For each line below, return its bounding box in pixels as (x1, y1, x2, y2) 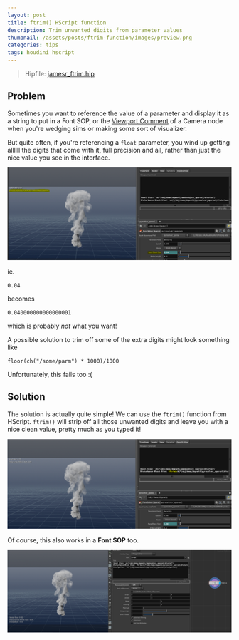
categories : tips (7, 41, 59, 49)
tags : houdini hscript (7, 49, 75, 56)
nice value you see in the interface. (7, 153, 110, 162)
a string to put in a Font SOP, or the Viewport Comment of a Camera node (7, 116, 223, 125)
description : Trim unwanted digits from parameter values (7, 26, 183, 33)
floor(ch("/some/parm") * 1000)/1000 (7, 358, 119, 365)
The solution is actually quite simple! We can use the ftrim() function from (7, 410, 227, 418)
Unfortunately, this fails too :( (7, 371, 92, 378)
